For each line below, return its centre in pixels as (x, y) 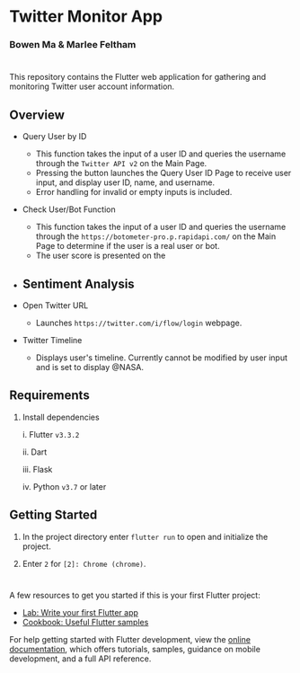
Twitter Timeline (52, 340)
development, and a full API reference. (80, 659)
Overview (37, 115)
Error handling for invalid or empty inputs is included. (134, 192)
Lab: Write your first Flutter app (80, 612)
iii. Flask (37, 469)
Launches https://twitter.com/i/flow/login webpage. (139, 323)
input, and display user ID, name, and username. (125, 182)
